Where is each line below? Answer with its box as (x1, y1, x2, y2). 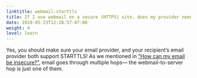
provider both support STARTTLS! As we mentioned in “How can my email (6, 53, 185, 60)
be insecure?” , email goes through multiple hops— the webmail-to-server (6, 59, 184, 66)
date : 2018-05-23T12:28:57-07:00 (6, 19, 88, 25)
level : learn (6, 30, 38, 36)
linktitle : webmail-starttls (6, 8, 77, 15)
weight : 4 (6, 25, 30, 31)
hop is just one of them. (6, 65, 63, 72)
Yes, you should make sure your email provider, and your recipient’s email (6, 46, 184, 53)
